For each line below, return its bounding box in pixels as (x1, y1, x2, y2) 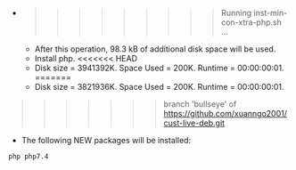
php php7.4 (8, 152, 49, 161)
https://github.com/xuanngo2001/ (163, 109, 287, 118)
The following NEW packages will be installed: (21, 135, 192, 145)
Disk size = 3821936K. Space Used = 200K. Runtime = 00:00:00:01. (34, 82, 284, 92)
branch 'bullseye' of (163, 99, 237, 109)
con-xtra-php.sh (220, 17, 282, 28)
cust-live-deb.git (163, 117, 225, 128)
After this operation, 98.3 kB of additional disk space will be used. (34, 44, 276, 54)
